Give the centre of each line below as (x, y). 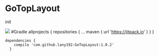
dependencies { (20, 41)
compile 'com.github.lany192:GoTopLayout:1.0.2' (64, 45)
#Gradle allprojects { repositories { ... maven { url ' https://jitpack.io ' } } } (83, 31)
